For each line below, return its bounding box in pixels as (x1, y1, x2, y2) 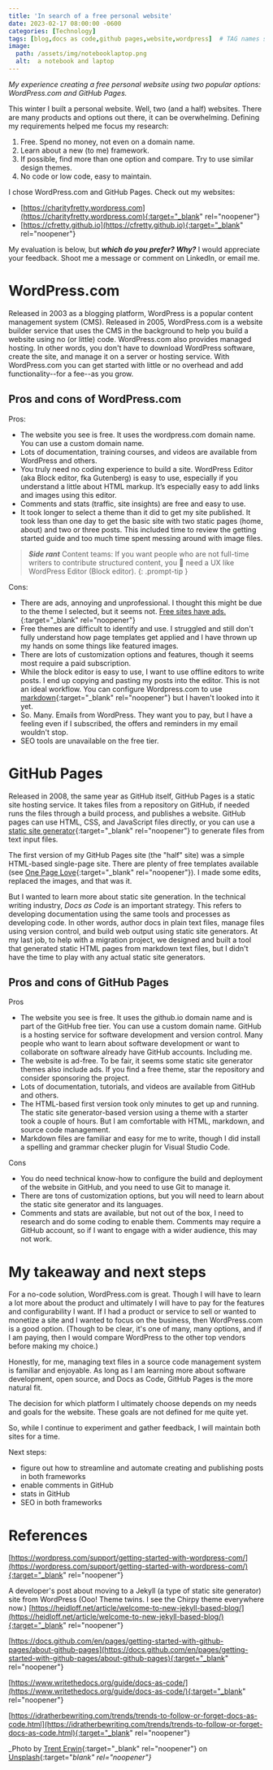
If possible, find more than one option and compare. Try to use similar (19, 154, 254, 163)
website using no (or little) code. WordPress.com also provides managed (8, 334, 252, 344)
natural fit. (8, 1383, 43, 1393)
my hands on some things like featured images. (19, 641, 179, 651)
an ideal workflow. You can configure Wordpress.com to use (19, 684, 223, 694)
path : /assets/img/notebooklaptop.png (15, 50, 148, 58)
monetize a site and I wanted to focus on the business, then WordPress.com (8, 1315, 263, 1325)
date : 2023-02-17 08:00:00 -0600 (8, 19, 122, 28)
